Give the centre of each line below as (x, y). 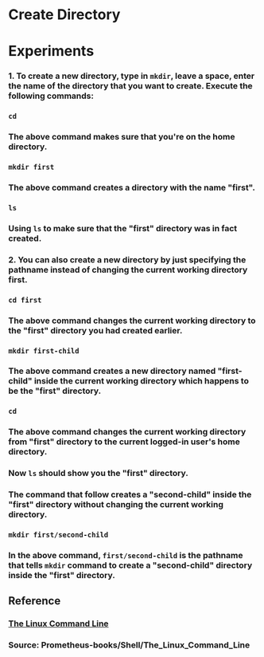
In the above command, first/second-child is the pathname (126, 555)
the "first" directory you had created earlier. (95, 330)
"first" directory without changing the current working (116, 505)
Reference (35, 601)
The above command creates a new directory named (112, 371)
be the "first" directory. (55, 391)
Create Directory (64, 15)
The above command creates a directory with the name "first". (132, 187)
